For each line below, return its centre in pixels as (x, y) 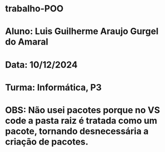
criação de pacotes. (47, 142)
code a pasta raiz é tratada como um (81, 120)
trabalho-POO (34, 9)
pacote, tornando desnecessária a (77, 131)
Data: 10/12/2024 (41, 65)
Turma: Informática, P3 (54, 87)
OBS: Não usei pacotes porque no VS (83, 110)
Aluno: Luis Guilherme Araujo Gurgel (82, 32)
